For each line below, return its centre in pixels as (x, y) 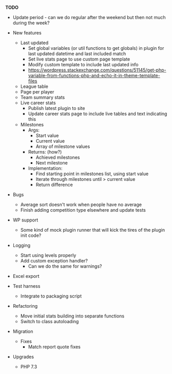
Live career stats (38, 103)
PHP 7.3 (29, 367)
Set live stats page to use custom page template (79, 59)
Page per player (37, 92)
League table (34, 86)
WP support (25, 220)
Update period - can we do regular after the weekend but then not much (89, 17)
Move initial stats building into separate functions (72, 316)
